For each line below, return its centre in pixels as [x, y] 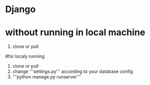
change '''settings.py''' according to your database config [73, 71]
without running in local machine [75, 33]
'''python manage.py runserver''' [47, 77]
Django [21, 9]
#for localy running [25, 56]
